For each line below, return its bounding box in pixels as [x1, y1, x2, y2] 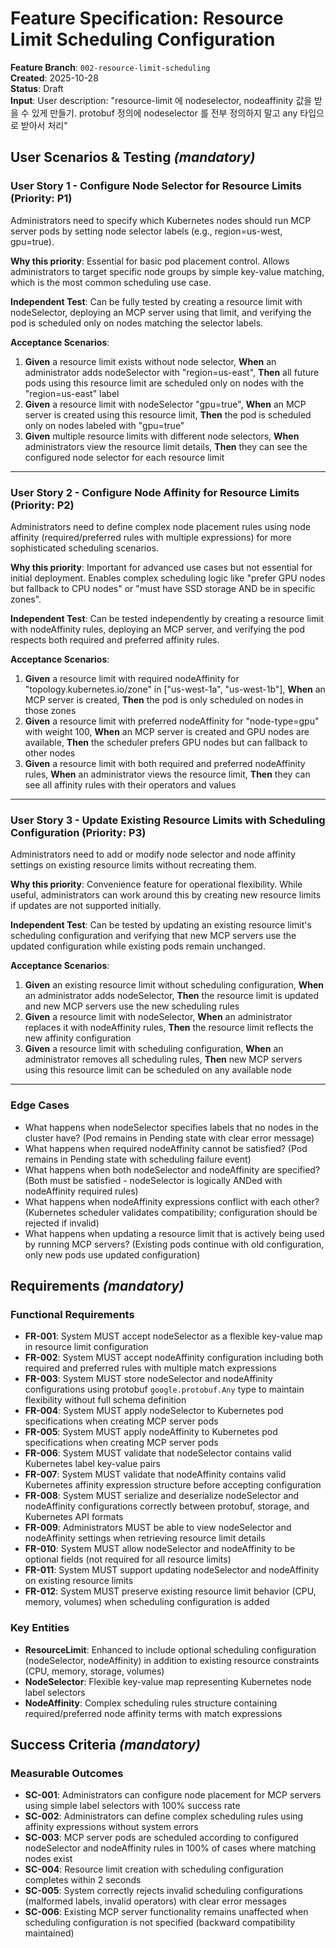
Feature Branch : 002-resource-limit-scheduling [10, 61, 211, 73]
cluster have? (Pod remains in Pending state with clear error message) [24, 1132, 315, 1144]
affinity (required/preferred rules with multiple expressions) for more [10, 531, 292, 543]
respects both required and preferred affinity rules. [10, 633, 220, 646]
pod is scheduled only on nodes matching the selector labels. [10, 317, 264, 329]
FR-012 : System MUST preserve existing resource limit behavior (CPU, [24, 1585, 317, 1597]
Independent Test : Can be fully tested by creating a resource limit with [10, 295, 303, 307]
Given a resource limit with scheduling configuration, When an [24, 1043, 284, 1055]
